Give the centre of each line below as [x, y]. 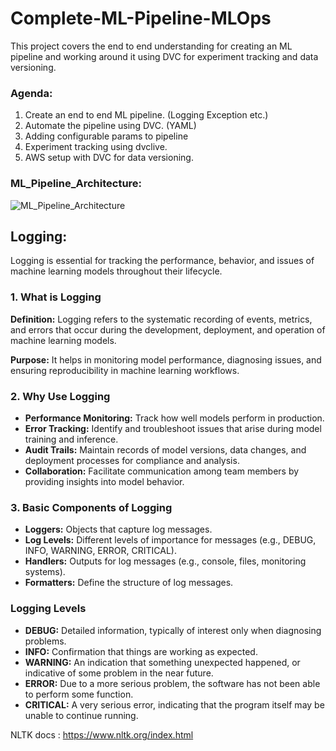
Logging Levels [48, 609]
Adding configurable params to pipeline [106, 136]
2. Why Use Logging [60, 396]
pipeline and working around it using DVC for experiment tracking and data [164, 56]
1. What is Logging [56, 297]
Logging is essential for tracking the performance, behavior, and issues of [162, 261]
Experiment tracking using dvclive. [96, 147]
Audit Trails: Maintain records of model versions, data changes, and [165, 449]
